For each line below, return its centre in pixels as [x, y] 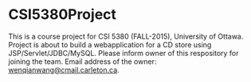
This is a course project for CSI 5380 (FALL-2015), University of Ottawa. [126, 36]
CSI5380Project [63, 15]
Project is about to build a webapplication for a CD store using [110, 44]
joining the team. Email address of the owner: [82, 61]
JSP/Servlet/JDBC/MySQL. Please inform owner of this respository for [124, 53]
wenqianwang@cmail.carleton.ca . [64, 69]
